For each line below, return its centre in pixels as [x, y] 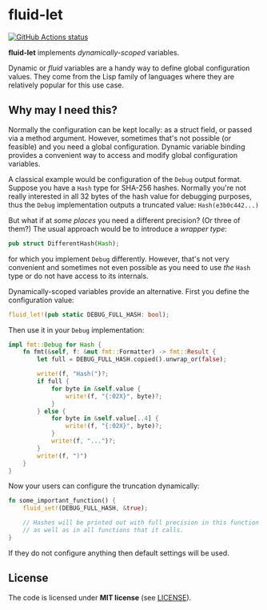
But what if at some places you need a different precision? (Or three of [125, 220]
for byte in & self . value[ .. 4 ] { [105, 418]
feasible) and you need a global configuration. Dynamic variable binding [127, 147]
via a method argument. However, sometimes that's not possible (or [120, 138]
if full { [53, 382]
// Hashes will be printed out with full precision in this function [141, 523]
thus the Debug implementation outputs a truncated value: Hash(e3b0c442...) [134, 204]
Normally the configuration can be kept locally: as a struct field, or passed [130, 129]
